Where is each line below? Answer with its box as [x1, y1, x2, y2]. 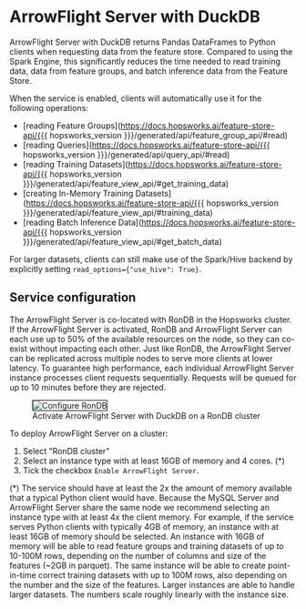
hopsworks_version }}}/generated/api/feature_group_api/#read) [49, 129, 289, 140]
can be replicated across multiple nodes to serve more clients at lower [9, 352, 273, 363]
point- [267, 560, 291, 571]
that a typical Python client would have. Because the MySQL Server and [9, 492, 280, 502]
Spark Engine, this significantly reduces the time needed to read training [9, 56, 280, 66]
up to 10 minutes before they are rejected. [9, 381, 167, 392]
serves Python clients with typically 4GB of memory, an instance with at [9, 521, 280, 532]
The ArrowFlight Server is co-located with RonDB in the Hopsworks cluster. [9, 314, 292, 325]
